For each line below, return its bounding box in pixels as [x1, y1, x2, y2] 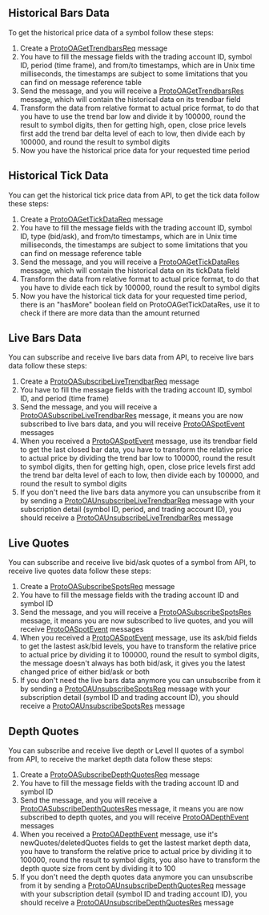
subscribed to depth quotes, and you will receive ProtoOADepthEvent [19, 812, 250, 822]
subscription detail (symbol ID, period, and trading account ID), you [19, 505, 242, 514]
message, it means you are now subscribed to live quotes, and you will [19, 616, 254, 625]
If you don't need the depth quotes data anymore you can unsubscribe [19, 872, 254, 882]
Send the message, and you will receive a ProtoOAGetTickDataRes [19, 257, 240, 266]
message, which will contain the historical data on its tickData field [19, 265, 240, 275]
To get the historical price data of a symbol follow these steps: [8, 27, 214, 37]
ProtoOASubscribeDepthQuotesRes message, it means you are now [19, 804, 244, 814]
